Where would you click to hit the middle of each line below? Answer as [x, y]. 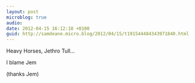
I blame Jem [22, 63]
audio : [14, 23]
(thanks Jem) [22, 74]
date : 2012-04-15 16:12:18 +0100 [48, 28]
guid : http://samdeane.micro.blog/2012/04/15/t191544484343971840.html [97, 34]
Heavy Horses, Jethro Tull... [40, 51]
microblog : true [26, 17]
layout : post [22, 12]
